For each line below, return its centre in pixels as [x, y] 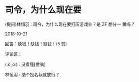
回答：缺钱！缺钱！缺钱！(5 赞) [36, 43]
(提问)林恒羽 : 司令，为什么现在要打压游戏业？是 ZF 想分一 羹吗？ [70, 24]
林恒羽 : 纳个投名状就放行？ [32, 74]
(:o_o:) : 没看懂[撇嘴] [25, 64]
